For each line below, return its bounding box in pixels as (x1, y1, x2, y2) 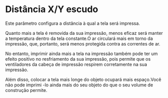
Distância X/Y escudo (5, 4, 98, 15)
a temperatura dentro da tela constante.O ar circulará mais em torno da (5, 35, 153, 41)
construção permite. (5, 87, 48, 93)
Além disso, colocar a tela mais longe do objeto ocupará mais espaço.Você (5, 76, 161, 82)
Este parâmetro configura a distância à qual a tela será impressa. (5, 20, 140, 26)
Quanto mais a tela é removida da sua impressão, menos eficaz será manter (5, 30, 163, 36)
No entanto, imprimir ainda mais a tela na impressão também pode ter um (5, 51, 158, 57)
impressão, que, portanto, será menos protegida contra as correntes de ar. (5, 40, 160, 46)
